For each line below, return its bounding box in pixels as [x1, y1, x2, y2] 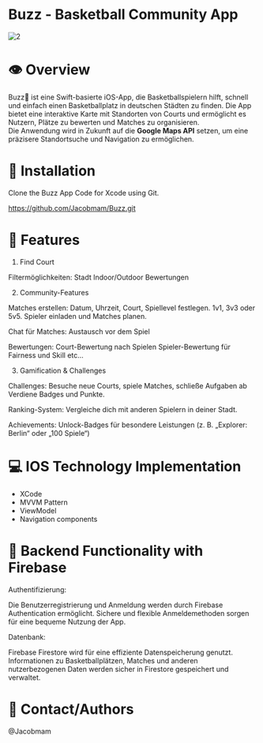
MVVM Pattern [19, 497, 69, 507]
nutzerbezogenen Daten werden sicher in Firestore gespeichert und [8, 664, 229, 674]
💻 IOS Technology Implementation [8, 457, 242, 475]
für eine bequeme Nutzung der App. [8, 617, 126, 626]
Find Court [19, 257, 55, 266]
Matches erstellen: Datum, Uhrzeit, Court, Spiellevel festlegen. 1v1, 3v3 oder [8, 302, 256, 313]
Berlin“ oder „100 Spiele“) [8, 428, 90, 437]
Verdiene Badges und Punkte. [8, 389, 105, 399]
